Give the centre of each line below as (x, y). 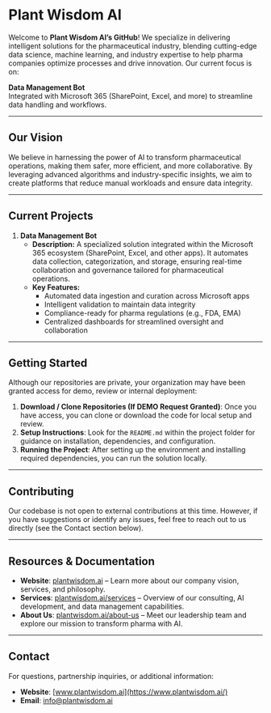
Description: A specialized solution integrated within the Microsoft (143, 244)
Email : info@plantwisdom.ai (66, 700)
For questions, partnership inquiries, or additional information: (111, 676)
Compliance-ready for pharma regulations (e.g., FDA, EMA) (143, 312)
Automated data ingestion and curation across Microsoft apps (147, 295)
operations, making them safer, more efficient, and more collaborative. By (130, 166)
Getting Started (48, 363)
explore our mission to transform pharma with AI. (101, 624)
